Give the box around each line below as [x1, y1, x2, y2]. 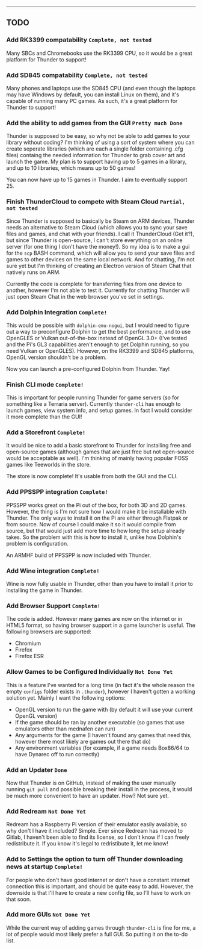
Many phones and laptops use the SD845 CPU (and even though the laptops [6, 84, 196, 92]
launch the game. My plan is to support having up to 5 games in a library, [6, 158, 187, 166]
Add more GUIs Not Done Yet [6, 910, 91, 919]
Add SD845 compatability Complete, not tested [6, 70, 148, 79]
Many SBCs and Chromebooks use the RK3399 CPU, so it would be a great [6, 49, 192, 57]
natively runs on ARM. [6, 269, 61, 276]
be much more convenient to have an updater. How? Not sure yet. [6, 792, 170, 799]
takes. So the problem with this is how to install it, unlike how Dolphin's [6, 534, 182, 541]
